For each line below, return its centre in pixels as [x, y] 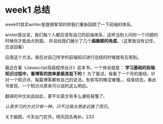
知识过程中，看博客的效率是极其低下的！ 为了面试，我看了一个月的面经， [78, 73]
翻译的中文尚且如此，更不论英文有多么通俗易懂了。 [56, 96]
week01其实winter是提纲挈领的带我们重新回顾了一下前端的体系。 [70, 24]
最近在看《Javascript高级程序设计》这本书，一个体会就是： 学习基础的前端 [80, 67]
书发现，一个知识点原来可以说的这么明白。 [48, 86]
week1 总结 [27, 10]
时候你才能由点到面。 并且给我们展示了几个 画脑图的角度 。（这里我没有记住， [81, 41]
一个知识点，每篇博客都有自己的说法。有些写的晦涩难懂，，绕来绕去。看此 [83, 80]
